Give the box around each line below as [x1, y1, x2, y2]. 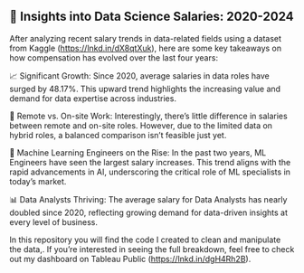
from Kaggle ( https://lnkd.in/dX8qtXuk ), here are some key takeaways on [9, 42, 282, 53]
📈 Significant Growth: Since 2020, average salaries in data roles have [9, 70, 270, 81]
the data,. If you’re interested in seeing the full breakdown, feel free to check [9, 243, 295, 254]
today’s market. [9, 175, 67, 186]
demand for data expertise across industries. [9, 92, 176, 104]
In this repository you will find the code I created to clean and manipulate [9, 234, 281, 245]
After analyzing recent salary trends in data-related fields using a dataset [9, 33, 282, 43]
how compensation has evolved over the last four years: [9, 52, 219, 63]
